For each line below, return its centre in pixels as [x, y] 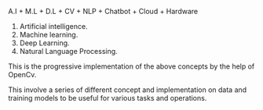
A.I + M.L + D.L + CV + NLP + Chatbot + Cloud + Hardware [103, 11]
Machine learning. [49, 35]
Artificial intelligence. [53, 26]
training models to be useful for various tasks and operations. [108, 98]
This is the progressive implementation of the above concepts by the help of [131, 66]
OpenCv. [22, 75]
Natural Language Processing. [68, 51]
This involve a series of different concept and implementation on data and [128, 90]
